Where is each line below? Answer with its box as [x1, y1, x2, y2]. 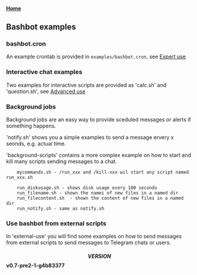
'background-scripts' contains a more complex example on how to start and [6, 151, 191, 158]
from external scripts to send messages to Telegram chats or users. [6, 239, 172, 246]
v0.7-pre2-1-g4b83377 [6, 261, 65, 269]
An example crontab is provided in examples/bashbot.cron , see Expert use [6, 53, 186, 60]
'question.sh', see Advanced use [6, 88, 86, 95]
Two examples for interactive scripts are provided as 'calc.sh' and [6, 81, 167, 88]
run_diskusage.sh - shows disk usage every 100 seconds [17, 184, 158, 191]
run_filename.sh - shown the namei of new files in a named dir [17, 190, 179, 196]
